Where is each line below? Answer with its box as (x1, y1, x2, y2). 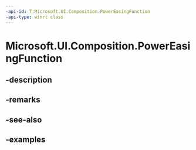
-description (5, 75, 52, 85)
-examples (5, 135, 46, 145)
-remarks (5, 95, 40, 105)
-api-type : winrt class (5, 14, 64, 20)
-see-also (5, 115, 42, 125)
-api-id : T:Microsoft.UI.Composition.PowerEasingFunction (5, 8, 150, 15)
